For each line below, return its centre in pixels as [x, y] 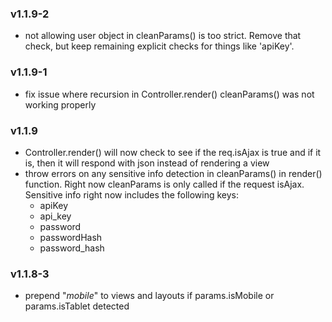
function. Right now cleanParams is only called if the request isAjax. [164, 184]
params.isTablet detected [77, 306]
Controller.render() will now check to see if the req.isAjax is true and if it [173, 152]
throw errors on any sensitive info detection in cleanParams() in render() [173, 173]
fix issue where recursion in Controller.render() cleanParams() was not [169, 94]
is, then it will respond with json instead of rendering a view [147, 163]
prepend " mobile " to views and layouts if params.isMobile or [149, 296]
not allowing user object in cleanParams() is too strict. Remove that [163, 36]
